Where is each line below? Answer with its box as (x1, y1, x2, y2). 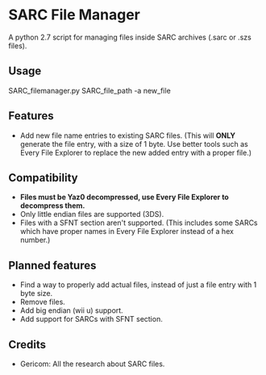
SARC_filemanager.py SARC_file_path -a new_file (8, 85, 171, 95)
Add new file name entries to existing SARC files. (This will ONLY (19, 131, 236, 140)
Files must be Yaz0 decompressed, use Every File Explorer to (19, 192, 230, 202)
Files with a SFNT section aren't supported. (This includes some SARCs (19, 218, 258, 227)
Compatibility (8, 171, 78, 185)
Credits (8, 337, 47, 352)
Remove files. (19, 297, 66, 307)
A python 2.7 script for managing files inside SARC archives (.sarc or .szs (8, 32, 251, 42)
